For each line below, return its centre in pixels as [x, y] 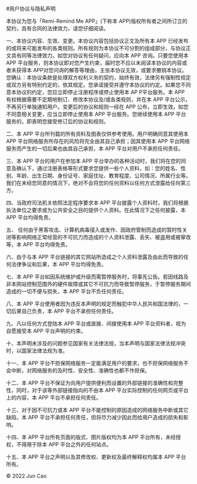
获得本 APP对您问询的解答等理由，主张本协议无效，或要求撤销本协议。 [102, 70]
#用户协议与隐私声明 [31, 8]
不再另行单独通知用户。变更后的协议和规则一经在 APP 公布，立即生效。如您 [97, 107]
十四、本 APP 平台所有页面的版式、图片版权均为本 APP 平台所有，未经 [91, 437]
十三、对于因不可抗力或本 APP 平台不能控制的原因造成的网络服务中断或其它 [97, 410]
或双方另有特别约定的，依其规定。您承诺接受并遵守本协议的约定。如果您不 [96, 85]
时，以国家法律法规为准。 [37, 351]
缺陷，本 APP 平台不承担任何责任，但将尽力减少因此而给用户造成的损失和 [95, 417]
